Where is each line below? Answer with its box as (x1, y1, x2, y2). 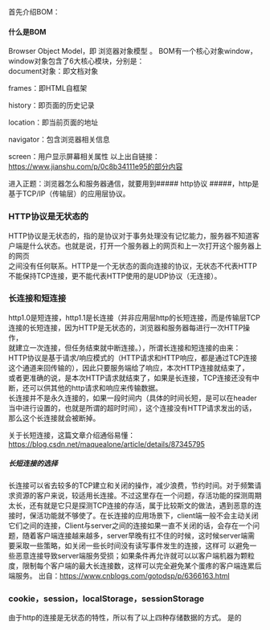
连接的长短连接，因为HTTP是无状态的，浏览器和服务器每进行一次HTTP (8, 322, 243, 332)
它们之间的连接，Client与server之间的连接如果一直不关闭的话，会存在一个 (8, 521, 253, 530)
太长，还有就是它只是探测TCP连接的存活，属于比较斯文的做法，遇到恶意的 (8, 501, 255, 510)
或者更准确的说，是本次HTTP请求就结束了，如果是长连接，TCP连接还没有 (8, 373, 253, 382)
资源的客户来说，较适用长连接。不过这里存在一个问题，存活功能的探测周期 (14, 490, 262, 500)
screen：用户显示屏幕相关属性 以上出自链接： (8, 152, 160, 162)
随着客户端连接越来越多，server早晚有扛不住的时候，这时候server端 (22, 530, 248, 540)
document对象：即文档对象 (8, 67, 99, 76)
